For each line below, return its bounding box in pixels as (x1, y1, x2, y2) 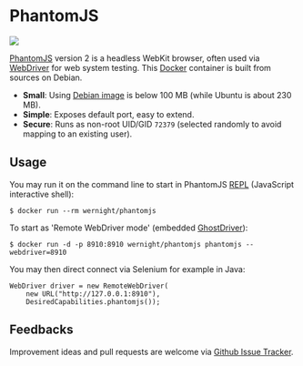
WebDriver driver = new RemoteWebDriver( (9, 281, 169, 290)
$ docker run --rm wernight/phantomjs (9, 206, 157, 215)
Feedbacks (9, 322, 74, 338)
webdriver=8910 (9, 248, 67, 257)
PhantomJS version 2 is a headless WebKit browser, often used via (9, 52, 260, 64)
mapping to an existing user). (22, 128, 133, 139)
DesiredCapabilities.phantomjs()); (25, 297, 161, 306)
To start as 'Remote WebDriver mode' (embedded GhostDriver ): (9, 222, 248, 233)
